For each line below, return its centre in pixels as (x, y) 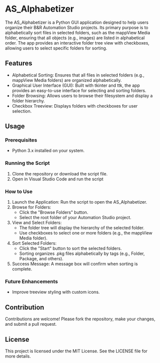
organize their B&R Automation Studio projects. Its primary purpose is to (77, 27)
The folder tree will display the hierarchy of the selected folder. (82, 228)
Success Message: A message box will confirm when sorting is (75, 264)
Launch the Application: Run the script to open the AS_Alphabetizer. (80, 202)
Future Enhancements (31, 281)
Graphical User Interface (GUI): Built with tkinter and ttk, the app (76, 85)
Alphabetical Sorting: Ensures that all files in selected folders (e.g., (78, 75)
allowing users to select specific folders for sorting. (56, 48)
